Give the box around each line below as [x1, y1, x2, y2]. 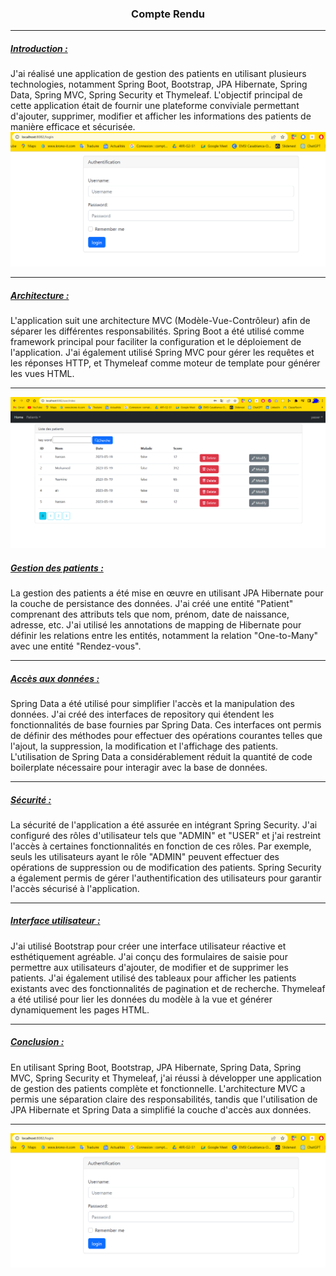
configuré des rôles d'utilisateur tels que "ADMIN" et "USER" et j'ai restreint [10, 829, 322, 841]
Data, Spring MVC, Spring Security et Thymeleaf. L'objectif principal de [10, 89, 303, 101]
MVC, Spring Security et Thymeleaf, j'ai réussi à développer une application [10, 1072, 322, 1084]
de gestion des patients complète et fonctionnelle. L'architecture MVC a [10, 1082, 306, 1094]
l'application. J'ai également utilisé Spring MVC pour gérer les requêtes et [10, 347, 315, 359]
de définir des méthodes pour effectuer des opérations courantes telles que [10, 729, 323, 741]
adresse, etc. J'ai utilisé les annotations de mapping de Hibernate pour [10, 618, 302, 631]
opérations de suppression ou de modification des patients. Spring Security [10, 861, 322, 873]
